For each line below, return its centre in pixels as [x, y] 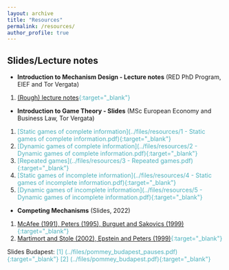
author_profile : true [38, 33]
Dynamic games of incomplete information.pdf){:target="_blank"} [110, 197]
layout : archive [30, 13]
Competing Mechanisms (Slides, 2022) [74, 211]
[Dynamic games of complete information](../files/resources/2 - [107, 146]
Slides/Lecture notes [53, 60]
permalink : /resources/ [41, 26]
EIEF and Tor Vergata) [48, 85]
